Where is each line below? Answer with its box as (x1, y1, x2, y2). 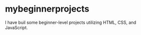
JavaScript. (5, 24, 28, 30)
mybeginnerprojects (5, 3, 89, 15)
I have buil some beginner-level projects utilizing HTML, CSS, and (5, 19, 137, 25)
